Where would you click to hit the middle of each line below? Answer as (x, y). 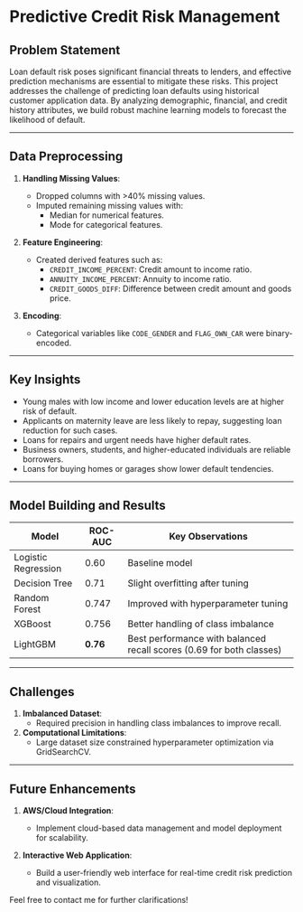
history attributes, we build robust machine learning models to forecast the (148, 110)
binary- (279, 333)
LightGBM (35, 644)
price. (60, 298)
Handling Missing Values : (71, 178)
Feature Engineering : (63, 242)
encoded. (54, 343)
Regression (38, 569)
